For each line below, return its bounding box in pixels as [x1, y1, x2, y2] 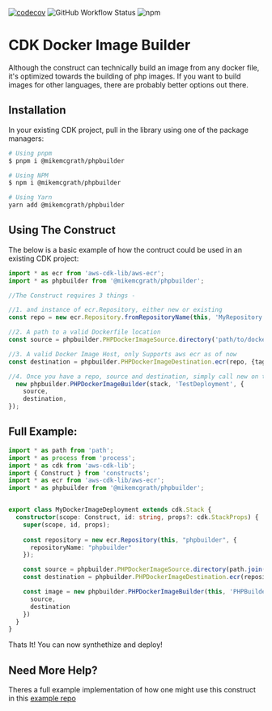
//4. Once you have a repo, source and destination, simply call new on [8, 373, 259, 381]
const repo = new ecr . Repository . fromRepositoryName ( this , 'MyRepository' [8, 313, 266, 321]
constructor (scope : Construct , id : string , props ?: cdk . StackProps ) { [15, 513, 259, 522]
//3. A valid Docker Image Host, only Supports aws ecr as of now [8, 350, 237, 358]
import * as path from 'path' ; [8, 446, 114, 454]
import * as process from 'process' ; [8, 453, 136, 462]
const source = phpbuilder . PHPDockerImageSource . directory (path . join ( [23, 565, 266, 574]
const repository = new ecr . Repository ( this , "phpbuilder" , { [23, 535, 237, 544]
